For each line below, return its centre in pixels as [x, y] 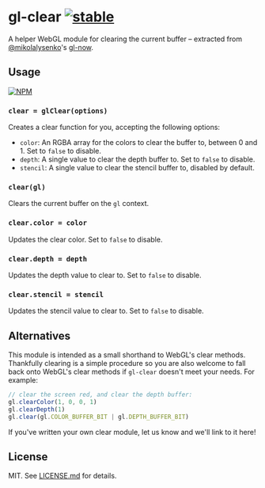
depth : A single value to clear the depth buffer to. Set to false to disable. [137, 159]
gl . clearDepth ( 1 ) [37, 409]
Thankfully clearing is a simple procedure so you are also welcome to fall [127, 364]
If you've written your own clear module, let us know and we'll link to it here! [132, 432]
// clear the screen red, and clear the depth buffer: [100, 395]
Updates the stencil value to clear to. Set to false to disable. [106, 311]
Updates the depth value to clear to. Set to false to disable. [105, 275]
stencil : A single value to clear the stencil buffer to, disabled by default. [137, 168]
